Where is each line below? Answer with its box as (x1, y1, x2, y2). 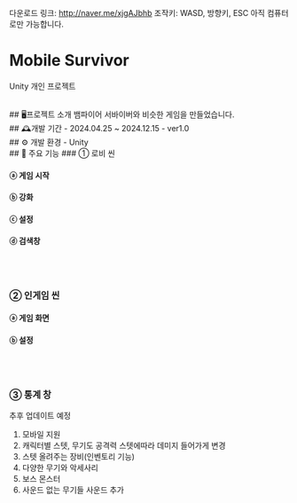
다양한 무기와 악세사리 (21, 462, 99, 473)
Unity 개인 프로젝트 (9, 81, 76, 91)
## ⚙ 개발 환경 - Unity (9, 137, 89, 147)
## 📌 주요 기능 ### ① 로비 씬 (9, 147, 115, 158)
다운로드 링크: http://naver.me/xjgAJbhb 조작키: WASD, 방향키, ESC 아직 (9, 8, 266, 18)
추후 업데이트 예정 (9, 410, 71, 420)
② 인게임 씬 (9, 289, 60, 302)
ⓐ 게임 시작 (9, 169, 51, 180)
